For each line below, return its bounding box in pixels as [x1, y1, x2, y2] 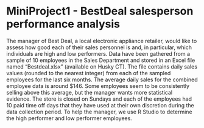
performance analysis [6, 17, 121, 31]
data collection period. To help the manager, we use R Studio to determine [6, 108, 193, 115]
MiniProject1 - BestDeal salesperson [6, 4, 194, 18]
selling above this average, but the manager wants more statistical [6, 89, 172, 96]
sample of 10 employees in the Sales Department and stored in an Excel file [6, 56, 195, 64]
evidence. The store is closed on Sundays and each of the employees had [6, 95, 192, 103]
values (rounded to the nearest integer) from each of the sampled [6, 69, 171, 76]
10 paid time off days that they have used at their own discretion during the [6, 101, 194, 109]
